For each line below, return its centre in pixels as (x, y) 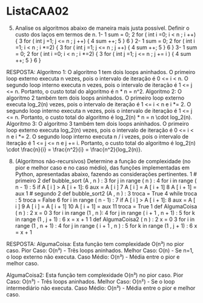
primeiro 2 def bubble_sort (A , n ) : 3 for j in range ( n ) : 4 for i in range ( (106, 180)
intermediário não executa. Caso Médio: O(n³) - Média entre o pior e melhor (101, 288)
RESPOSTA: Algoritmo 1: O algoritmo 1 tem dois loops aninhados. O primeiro (101, 72)
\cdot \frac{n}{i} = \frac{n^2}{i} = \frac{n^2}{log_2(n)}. (74, 149)
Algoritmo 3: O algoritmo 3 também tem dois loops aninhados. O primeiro (98, 123)
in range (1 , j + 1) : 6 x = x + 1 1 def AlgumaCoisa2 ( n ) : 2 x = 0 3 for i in (105, 219)
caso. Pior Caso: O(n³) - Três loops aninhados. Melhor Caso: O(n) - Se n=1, (100, 250)
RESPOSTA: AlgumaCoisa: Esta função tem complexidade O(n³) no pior (95, 243)
